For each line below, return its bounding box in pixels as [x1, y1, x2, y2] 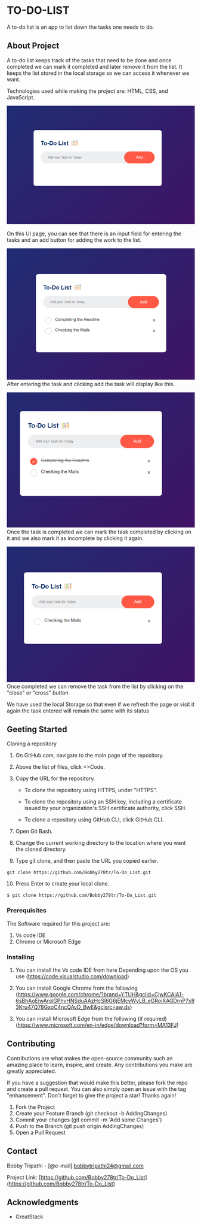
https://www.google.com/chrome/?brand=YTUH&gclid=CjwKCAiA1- [17, 991, 184, 997]
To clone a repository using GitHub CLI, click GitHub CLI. [24, 816, 164, 823]
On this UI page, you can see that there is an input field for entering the [7, 230, 181, 237]
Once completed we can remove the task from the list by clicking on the [7, 683, 184, 690]
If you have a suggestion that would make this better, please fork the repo [7, 1079, 188, 1086]
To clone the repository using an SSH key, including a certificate [24, 798, 183, 805]
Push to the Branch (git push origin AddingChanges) [15, 1122, 144, 1129]
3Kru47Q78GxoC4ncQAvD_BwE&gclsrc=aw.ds [15, 1003, 131, 1011]
